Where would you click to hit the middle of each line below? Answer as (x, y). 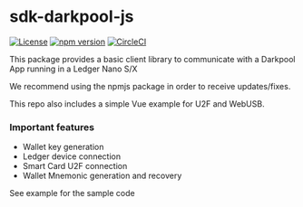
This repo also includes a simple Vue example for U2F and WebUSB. (137, 103)
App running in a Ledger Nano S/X (73, 69)
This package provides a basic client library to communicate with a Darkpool (152, 59)
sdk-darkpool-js (72, 17)
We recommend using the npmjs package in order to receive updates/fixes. (150, 86)
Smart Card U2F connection (75, 166)
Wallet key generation (63, 147)
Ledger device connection (71, 156)
